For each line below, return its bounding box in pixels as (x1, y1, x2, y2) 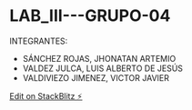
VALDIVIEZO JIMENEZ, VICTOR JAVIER (22, 72, 170, 83)
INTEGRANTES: (9, 35, 68, 46)
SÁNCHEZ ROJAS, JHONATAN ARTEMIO (22, 53, 177, 64)
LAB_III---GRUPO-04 (9, 5, 171, 26)
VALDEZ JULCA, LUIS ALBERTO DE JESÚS (22, 63, 184, 74)
